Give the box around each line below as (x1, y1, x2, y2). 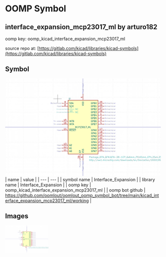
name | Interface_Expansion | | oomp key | (5, 182, 91, 188)
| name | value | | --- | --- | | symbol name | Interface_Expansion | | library (5, 176, 155, 182)
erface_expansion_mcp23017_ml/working (5, 198, 89, 204)
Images (5, 212, 29, 220)
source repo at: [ (5, 46, 39, 51)
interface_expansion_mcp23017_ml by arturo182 (5, 23, 158, 31)
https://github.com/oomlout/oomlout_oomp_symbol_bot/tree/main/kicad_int (5, 192, 159, 198)
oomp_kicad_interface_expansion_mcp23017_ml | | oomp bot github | (5, 187, 146, 193)
